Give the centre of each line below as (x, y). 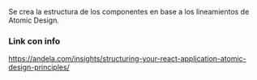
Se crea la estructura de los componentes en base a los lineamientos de (129, 12)
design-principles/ (39, 67)
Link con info (34, 41)
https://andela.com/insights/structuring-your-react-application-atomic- (128, 59)
